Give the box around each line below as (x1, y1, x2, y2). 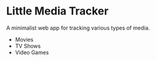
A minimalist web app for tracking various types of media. (6, 24, 150, 31)
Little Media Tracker (6, 4, 109, 18)
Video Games (15, 48, 50, 56)
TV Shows (15, 42, 41, 50)
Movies (15, 36, 34, 43)
